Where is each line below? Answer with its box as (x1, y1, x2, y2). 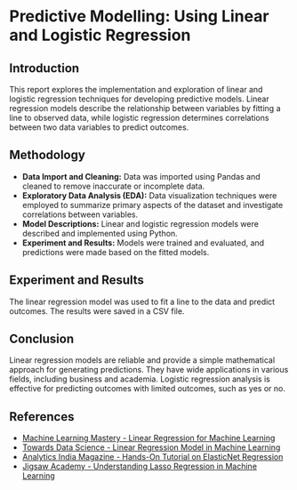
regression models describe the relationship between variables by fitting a (9, 103, 281, 113)
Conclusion (9, 332, 75, 347)
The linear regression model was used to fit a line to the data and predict (9, 296, 276, 307)
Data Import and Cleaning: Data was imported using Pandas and (21, 171, 261, 181)
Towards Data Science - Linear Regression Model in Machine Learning (21, 442, 281, 453)
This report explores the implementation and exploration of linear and (9, 84, 263, 94)
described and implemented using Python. (21, 228, 178, 238)
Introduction (9, 60, 80, 76)
